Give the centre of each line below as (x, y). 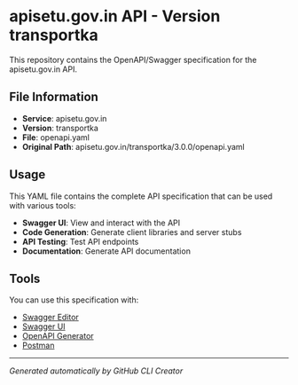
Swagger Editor (51, 318)
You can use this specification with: (74, 300)
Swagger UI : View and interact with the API (101, 223)
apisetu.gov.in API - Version (115, 16)
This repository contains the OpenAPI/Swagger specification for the (133, 59)
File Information (54, 97)
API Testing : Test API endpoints (80, 241)
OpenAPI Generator (58, 336)
